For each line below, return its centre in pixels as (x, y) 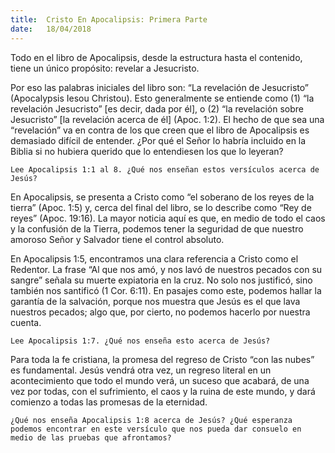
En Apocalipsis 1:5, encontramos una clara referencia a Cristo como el (154, 258)
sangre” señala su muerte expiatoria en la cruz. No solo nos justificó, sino (161, 280)
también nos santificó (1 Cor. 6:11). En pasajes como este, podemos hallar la (166, 290)
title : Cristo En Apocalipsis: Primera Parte (109, 19)
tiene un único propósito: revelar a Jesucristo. (105, 68)
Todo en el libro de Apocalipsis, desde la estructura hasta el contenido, (156, 57)
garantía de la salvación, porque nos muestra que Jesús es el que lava (155, 301)
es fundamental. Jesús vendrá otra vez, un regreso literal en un (141, 370)
